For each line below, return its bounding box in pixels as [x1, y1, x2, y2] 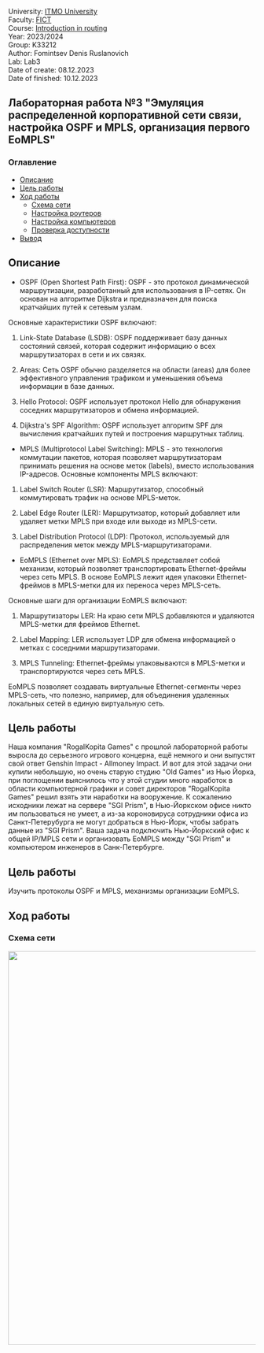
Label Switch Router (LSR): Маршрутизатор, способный [19, 484, 204, 494]
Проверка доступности [31, 224, 110, 235]
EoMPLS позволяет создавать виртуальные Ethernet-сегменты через [8, 681, 241, 691]
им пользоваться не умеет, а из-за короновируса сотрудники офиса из [8, 809, 249, 818]
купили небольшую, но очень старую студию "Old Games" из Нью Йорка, [8, 767, 256, 777]
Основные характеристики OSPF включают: [8, 317, 157, 327]
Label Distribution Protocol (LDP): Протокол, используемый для [19, 532, 230, 541]
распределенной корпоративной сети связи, [8, 109, 242, 122]
